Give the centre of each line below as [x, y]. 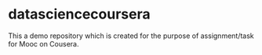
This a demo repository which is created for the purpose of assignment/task [131, 36]
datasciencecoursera [79, 14]
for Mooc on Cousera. [44, 43]
